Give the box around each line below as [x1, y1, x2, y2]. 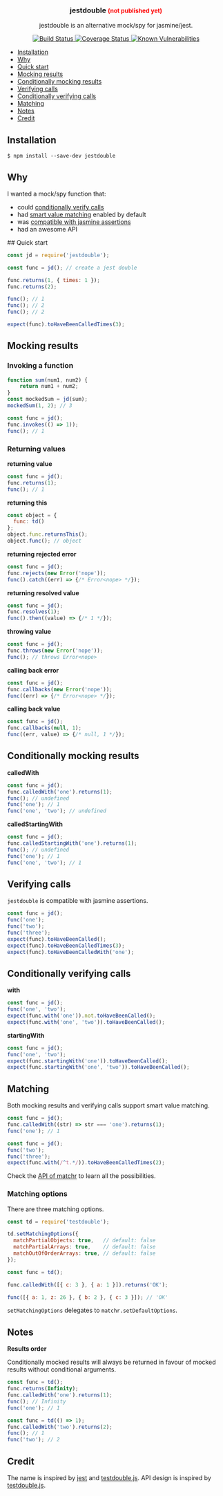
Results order [7, 1345, 47, 1353]
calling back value [7, 704, 61, 713]
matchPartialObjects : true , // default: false [13, 1237, 156, 1244]
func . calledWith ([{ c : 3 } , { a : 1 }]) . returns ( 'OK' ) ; [7, 1281, 168, 1288]
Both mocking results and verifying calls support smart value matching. [7, 1101, 210, 1110]
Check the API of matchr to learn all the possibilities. [7, 1172, 157, 1180]
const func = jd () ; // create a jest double [7, 264, 137, 271]
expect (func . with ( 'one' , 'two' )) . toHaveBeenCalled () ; [7, 1018, 166, 1025]
